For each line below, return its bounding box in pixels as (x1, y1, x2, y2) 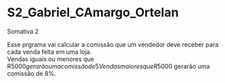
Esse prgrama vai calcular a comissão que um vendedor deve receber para (7, 40, 219, 48)
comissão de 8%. (7, 69, 57, 78)
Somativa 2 (7, 27, 39, 35)
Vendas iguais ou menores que (7, 54, 94, 63)
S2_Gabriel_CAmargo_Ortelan (7, 5, 179, 20)
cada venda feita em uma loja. (7, 48, 92, 56)
